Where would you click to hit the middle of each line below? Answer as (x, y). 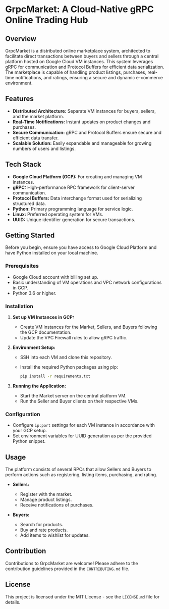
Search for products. (42, 525)
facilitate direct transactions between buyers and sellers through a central (82, 56)
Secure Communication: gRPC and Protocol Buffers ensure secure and (87, 132)
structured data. (29, 204)
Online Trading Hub (47, 20)
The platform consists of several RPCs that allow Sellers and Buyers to (78, 469)
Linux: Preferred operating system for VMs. (58, 214)
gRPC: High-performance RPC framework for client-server (74, 187)
